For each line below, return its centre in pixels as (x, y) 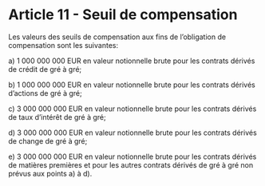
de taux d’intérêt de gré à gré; (57, 117)
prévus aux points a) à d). (50, 173)
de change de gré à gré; (48, 140)
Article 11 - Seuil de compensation (123, 15)
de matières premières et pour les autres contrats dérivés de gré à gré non (131, 164)
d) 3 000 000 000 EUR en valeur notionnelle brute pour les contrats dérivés (132, 133)
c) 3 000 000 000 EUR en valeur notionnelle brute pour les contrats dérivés (132, 109)
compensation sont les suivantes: (63, 45)
